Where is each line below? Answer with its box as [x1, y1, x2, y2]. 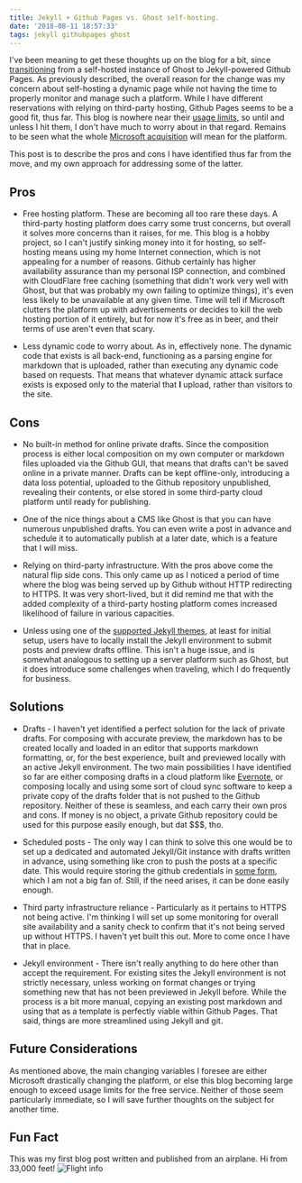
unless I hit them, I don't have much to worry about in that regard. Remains [9, 122, 287, 133]
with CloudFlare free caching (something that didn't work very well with [22, 276, 288, 287]
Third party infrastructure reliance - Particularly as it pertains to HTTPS [22, 902, 287, 912]
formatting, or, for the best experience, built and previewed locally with [22, 752, 286, 763]
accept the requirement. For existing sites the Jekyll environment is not [22, 967, 287, 978]
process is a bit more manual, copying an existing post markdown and [22, 995, 283, 1006]
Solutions [9, 700, 65, 715]
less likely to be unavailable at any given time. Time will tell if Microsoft [22, 295, 286, 306]
